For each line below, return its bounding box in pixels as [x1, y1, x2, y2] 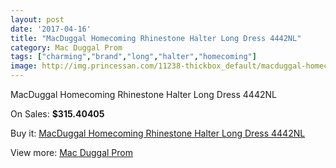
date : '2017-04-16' [10, 24, 92, 34]
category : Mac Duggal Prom [10, 42, 123, 53]
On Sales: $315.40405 [10, 108, 105, 120]
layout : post [10, 14, 65, 25]
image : [10, 61, 38, 71]
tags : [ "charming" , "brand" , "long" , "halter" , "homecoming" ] [10, 52, 257, 62]
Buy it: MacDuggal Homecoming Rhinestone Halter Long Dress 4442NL [10, 127, 306, 139]
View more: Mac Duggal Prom [10, 147, 134, 158]
